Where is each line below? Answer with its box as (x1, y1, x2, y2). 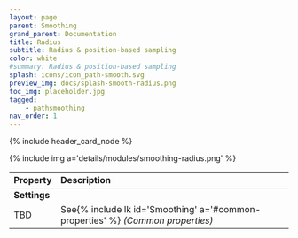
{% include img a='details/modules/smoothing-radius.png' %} (9, 153, 237, 164)
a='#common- (199, 203, 262, 216)
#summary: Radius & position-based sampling (9, 63, 176, 72)
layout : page (9, 12, 58, 22)
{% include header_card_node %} (9, 136, 133, 147)
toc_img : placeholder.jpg (9, 87, 105, 96)
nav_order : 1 (9, 111, 58, 120)
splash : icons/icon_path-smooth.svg (9, 71, 145, 80)
